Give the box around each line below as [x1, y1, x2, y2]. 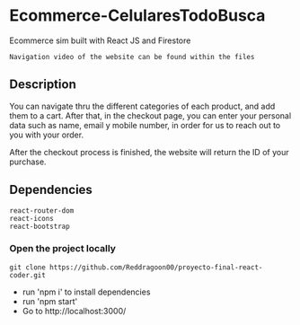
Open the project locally [9, 242, 117, 255]
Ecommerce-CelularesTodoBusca [9, 5, 266, 26]
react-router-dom [9, 206, 75, 215]
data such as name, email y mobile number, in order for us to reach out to [9, 119, 281, 130]
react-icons [9, 214, 54, 223]
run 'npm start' [22, 295, 78, 306]
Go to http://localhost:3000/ [22, 305, 127, 316]
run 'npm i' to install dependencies [22, 286, 151, 297]
